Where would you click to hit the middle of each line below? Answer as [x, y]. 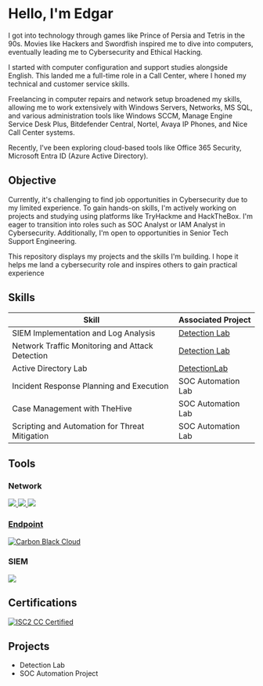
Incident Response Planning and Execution [90, 386]
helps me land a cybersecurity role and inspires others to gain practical [122, 264]
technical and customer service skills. [69, 84]
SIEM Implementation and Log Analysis [84, 332]
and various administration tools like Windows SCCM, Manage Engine [121, 115]
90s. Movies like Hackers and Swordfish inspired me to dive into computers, [131, 43]
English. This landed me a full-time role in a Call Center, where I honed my [127, 75]
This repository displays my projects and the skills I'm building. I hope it [123, 256]
